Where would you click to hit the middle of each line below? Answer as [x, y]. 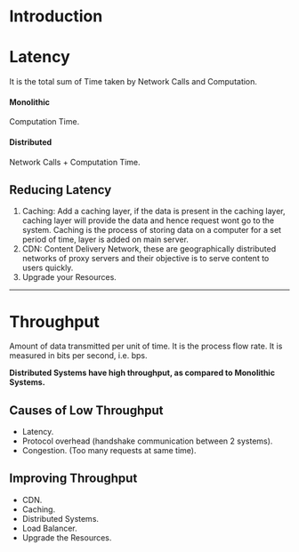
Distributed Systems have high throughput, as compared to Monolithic [142, 373]
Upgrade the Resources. [67, 537]
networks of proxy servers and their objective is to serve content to [145, 259]
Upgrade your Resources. [69, 277]
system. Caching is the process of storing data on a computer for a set [152, 230]
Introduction [56, 16]
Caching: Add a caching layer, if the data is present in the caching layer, [154, 212]
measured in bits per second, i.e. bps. [78, 356]
